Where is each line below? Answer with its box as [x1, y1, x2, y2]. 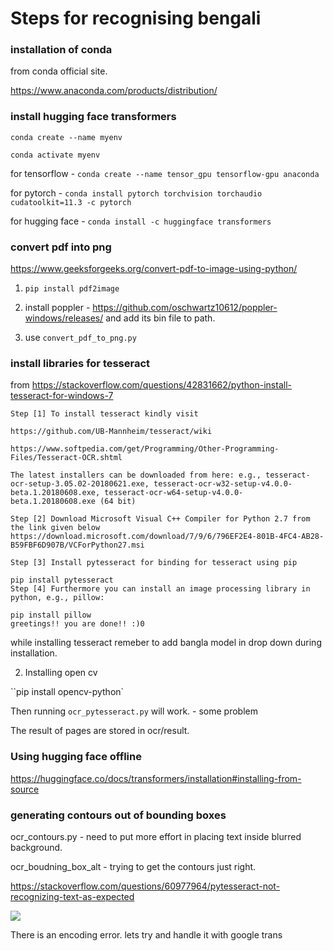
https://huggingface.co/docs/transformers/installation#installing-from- [10, 772, 302, 784]
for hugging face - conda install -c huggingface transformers [10, 215, 272, 227]
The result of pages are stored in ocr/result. [10, 725, 190, 737]
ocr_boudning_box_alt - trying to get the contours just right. [10, 860, 257, 872]
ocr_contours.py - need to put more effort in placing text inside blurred [10, 830, 302, 842]
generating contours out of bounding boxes [10, 808, 227, 822]
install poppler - [24, 302, 91, 314]
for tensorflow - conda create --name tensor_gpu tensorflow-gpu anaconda [10, 167, 320, 179]
